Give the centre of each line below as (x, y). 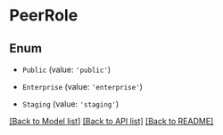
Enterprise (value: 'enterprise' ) (82, 87)
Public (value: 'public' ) (66, 69)
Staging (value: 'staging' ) (70, 104)
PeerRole (44, 16)
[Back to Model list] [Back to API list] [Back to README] (111, 121)
